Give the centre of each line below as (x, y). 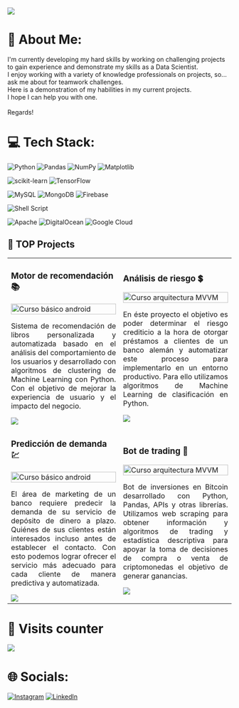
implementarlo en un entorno (176, 367)
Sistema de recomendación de (63, 326)
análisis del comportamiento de (63, 352)
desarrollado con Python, (176, 495)
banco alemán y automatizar (176, 349)
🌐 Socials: (38, 676)
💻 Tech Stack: (51, 143)
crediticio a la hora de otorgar (176, 332)
